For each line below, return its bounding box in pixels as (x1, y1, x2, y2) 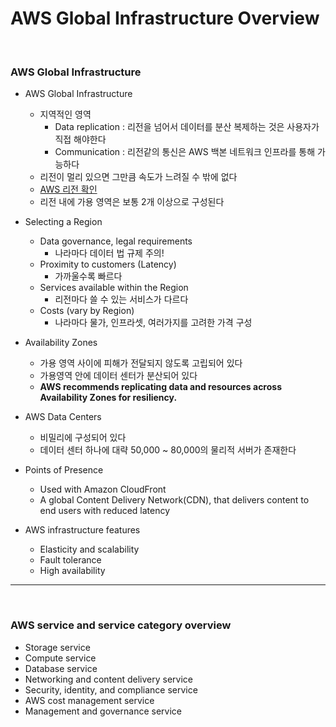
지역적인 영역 (39, 108, 92, 121)
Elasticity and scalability (39, 543, 140, 556)
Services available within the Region (39, 282, 189, 294)
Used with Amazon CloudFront (39, 483, 167, 496)
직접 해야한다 (54, 133, 107, 146)
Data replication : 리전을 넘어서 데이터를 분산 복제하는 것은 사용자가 (54, 121, 320, 133)
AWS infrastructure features (24, 524, 141, 536)
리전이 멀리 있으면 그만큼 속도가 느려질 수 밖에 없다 (39, 171, 238, 183)
